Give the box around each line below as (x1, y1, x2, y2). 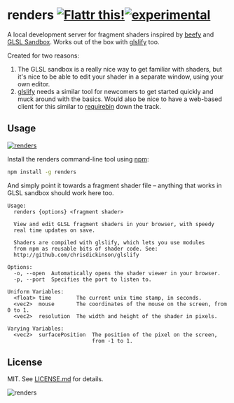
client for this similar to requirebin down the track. (17, 102, 161, 110)
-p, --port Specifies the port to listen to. (13, 276, 152, 283)
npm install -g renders (7, 169, 77, 176)
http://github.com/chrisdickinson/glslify (13, 251, 139, 258)
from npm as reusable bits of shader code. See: (13, 245, 158, 252)
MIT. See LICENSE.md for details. (7, 375, 104, 383)
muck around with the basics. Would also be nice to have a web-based (17, 95, 222, 103)
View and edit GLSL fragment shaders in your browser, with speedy (13, 220, 215, 227)
